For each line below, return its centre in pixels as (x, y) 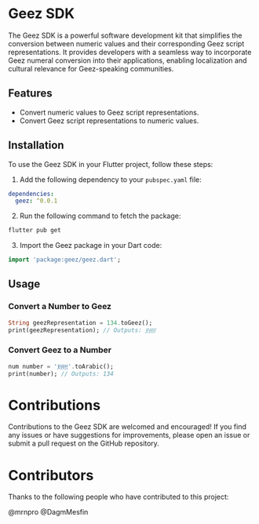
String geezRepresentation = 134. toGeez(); (80, 322)
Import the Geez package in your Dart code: (91, 246)
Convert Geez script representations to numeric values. (109, 120)
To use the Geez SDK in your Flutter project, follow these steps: (111, 164)
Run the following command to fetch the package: (100, 216)
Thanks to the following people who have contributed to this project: (119, 497)
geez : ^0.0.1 (36, 201)
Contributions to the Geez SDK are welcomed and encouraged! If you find (128, 427)
